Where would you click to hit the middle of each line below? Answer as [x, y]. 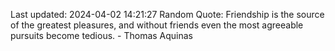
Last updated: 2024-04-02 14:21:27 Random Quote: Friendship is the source [167, 14]
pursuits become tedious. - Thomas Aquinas [102, 35]
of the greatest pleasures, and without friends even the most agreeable [157, 25]
